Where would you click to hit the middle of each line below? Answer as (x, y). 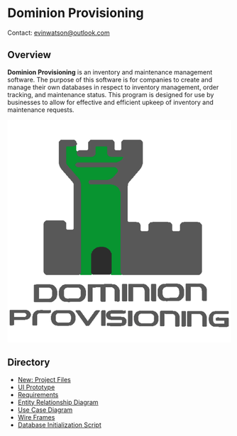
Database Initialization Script (59, 425)
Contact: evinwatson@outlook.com (59, 33)
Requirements (38, 394)
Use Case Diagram (45, 410)
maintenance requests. (41, 110)
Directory (29, 363)
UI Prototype (36, 387)
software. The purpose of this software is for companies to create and (110, 79)
